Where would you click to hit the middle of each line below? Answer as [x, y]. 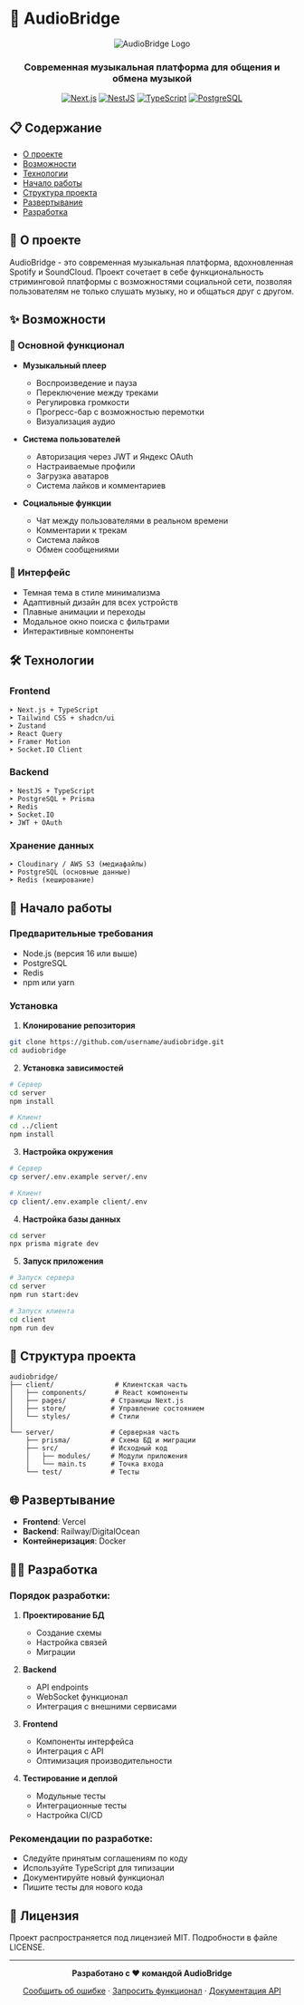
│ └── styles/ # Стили [75, 1417]
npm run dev [32, 1328]
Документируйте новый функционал [93, 1878]
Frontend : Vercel [54, 1522]
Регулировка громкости [82, 402]
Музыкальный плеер [64, 365]
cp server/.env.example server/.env [78, 1177]
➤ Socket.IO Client [46, 750]
